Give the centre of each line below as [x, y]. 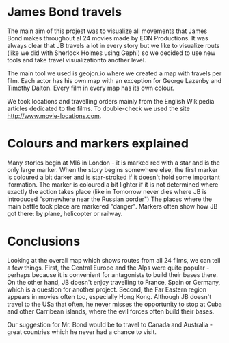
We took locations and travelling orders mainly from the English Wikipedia [111, 101]
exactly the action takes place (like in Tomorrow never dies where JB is [107, 191]
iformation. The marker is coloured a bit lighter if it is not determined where [113, 184]
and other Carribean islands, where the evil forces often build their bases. [111, 311]
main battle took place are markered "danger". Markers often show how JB [112, 206]
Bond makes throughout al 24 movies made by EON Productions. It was [108, 38]
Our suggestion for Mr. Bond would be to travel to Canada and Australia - [110, 324]
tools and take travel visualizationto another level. [77, 60]
